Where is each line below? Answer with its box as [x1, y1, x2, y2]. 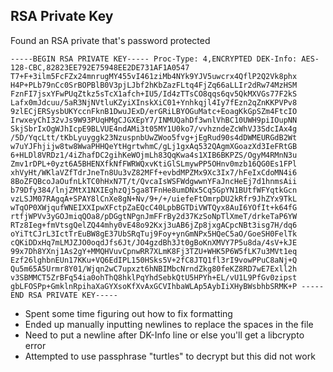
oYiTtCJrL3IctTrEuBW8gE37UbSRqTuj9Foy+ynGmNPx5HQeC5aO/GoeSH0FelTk [10, 229, 298, 239]
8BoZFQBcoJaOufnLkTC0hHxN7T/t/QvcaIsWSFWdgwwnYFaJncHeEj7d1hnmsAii [10, 176, 298, 186]
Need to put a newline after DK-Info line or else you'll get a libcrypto [24, 329, 305, 341]
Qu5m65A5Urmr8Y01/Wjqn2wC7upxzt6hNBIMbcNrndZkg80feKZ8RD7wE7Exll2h [10, 264, 298, 274]
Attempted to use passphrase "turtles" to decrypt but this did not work [24, 350, 316, 362]
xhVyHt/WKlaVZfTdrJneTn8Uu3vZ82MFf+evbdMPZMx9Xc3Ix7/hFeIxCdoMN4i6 [10, 167, 298, 178]
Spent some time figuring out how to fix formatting [24, 307, 233, 319]
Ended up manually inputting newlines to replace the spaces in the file [24, 318, 314, 330]
